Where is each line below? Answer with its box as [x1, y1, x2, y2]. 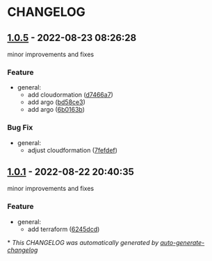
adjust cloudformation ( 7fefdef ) [27, 146, 118, 154]
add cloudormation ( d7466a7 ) [27, 91, 113, 99]
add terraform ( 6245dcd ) [27, 225, 100, 233]
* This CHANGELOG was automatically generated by [7, 238, 159, 246]
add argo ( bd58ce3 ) [27, 98, 85, 106]
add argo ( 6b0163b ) [27, 106, 85, 114]
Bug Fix [7, 123, 33, 133]
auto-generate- [160, 238, 205, 246]
